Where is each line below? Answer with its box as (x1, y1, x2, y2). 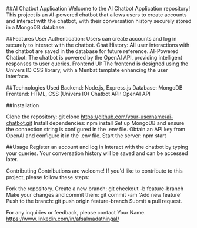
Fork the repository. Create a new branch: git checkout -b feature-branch (6, 185, 184, 192)
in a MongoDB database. (6, 24, 66, 31)
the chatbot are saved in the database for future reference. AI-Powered (6, 48, 179, 55)
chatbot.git (6, 120, 32, 126)
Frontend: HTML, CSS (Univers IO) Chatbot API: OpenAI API (6, 91, 151, 97)
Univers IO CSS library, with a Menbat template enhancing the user (6, 67, 169, 73)
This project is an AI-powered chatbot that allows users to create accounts (6, 11, 187, 18)
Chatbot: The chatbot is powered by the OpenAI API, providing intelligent (6, 54, 182, 61)
